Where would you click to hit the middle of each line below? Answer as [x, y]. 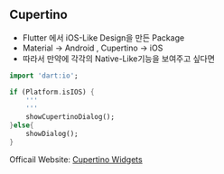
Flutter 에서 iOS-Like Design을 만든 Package [103, 37]
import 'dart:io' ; [44, 76]
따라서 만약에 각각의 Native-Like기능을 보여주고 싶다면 [118, 59]
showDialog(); [52, 134]
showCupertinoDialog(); [70, 117]
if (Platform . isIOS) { [52, 92]
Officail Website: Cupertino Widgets [76, 159]
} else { [22, 125]
